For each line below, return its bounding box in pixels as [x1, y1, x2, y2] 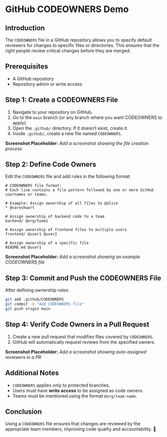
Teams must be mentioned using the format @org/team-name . [12, 393, 137, 399]
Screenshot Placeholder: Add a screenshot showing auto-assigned [5, 349, 147, 355]
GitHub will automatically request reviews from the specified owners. [12, 339, 155, 345]
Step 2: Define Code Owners [5, 160, 97, 169]
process [5, 145, 22, 152]
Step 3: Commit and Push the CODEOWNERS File [5, 274, 161, 282]
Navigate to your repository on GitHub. [12, 109, 93, 115]
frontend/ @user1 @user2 [5, 232, 57, 237]
